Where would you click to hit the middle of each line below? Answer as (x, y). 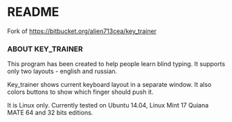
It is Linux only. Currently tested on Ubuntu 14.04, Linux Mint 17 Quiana (108, 105)
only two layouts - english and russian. (62, 71)
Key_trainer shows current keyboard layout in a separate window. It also (109, 85)
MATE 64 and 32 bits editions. (50, 113)
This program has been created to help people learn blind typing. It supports (116, 64)
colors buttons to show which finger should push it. (80, 92)
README (33, 12)
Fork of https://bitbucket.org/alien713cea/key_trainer (82, 31)
